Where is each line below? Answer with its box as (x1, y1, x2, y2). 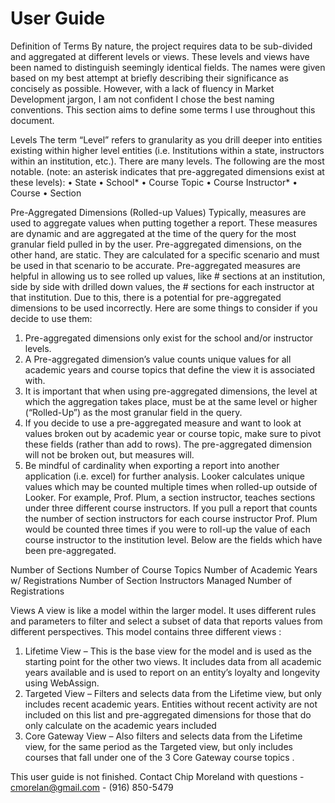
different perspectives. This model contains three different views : (10, 625, 282, 637)
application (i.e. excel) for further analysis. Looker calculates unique (24, 470, 305, 482)
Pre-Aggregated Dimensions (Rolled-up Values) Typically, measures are (10, 206, 307, 218)
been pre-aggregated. (24, 544, 117, 556)
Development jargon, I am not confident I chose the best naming (10, 93, 275, 105)
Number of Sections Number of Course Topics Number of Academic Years (10, 563, 318, 576)
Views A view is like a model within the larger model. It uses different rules (10, 604, 317, 616)
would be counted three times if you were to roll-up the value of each (24, 523, 311, 535)
